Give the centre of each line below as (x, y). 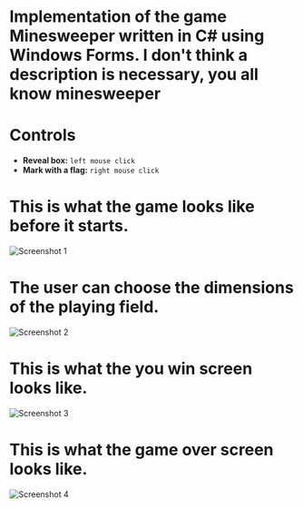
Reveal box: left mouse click (79, 161)
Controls (43, 136)
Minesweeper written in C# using (137, 36)
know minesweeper (85, 94)
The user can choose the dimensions (152, 288)
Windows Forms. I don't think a (128, 55)
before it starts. (69, 226)
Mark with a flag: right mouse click (91, 171)
